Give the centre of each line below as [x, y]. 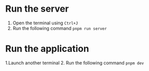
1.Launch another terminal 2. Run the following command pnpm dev [74, 63]
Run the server [37, 9]
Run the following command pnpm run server [59, 28]
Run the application [47, 49]
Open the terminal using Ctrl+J [45, 23]
